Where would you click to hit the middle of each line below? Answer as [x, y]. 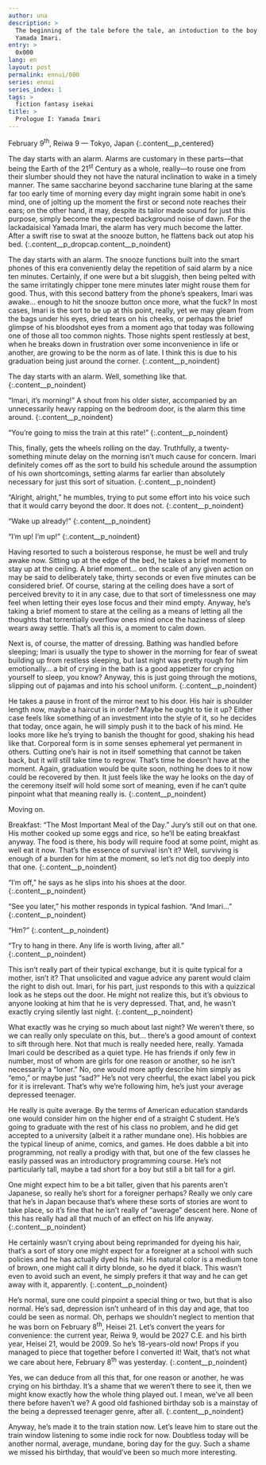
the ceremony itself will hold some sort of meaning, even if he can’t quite [127, 786]
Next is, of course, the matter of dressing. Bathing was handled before [123, 643]
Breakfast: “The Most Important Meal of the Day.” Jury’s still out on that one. [133, 825]
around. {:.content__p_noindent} [61, 418]
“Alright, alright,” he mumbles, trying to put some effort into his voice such [129, 497]
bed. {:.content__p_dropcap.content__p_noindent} [90, 244]
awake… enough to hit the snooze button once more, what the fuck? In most [133, 302]
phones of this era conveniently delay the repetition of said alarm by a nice [130, 268]
